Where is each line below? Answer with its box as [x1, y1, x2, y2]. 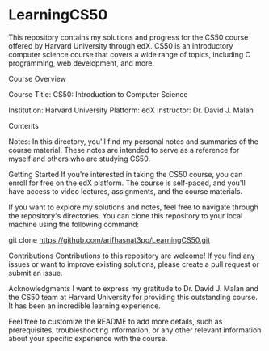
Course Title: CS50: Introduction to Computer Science [8, 89, 188, 99]
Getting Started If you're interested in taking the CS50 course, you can [8, 169, 243, 179]
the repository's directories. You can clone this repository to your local [8, 210, 243, 220]
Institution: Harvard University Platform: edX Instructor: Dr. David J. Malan [8, 105, 254, 115]
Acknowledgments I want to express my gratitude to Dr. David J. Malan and [8, 283, 258, 293]
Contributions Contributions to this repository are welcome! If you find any [8, 251, 256, 260]
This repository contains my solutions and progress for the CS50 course [8, 32, 249, 42]
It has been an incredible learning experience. [8, 301, 162, 311]
